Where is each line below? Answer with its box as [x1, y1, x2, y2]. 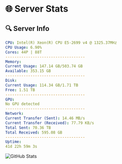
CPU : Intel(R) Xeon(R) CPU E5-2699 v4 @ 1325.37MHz [5, 40, 117, 45]
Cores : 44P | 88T [5, 49, 42, 55]
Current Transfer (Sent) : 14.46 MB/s [5, 116, 85, 121]
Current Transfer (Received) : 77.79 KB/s [5, 120, 95, 125]
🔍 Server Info [5, 24, 50, 33]
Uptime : [5, 139, 22, 145]
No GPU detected [5, 102, 40, 107]
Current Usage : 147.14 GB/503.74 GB [5, 64, 83, 69]
